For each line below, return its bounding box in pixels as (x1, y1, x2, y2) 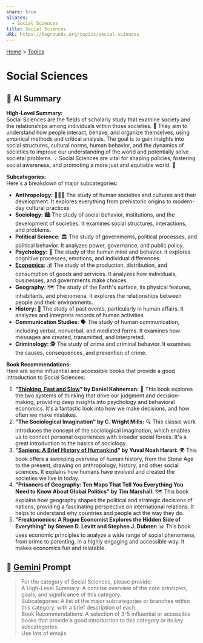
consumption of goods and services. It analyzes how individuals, (15, 271, 177, 278)
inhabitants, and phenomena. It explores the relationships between (15, 292, 182, 300)
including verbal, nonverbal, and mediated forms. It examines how (15, 327, 181, 334)
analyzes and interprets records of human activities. (15, 312, 145, 319)
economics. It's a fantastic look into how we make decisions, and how (15, 405, 190, 412)
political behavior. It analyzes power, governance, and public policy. (15, 242, 184, 249)
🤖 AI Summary (6, 93, 62, 104)
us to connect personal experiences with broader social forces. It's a (15, 433, 187, 440)
